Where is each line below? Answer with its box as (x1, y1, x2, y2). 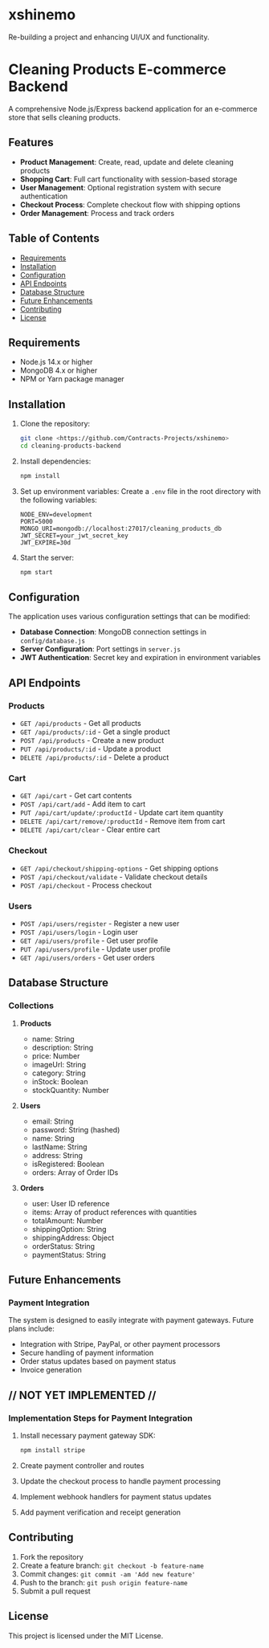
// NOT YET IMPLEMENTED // (8, 1388, 157, 1402)
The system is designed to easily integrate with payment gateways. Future (8, 1316, 255, 1325)
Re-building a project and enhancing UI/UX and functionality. (8, 32, 210, 42)
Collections (8, 1000, 55, 1011)
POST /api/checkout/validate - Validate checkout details (19, 871, 208, 881)
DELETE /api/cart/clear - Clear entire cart (19, 825, 161, 834)
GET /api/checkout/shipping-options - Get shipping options (19, 863, 219, 873)
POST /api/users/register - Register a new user (19, 919, 180, 928)
